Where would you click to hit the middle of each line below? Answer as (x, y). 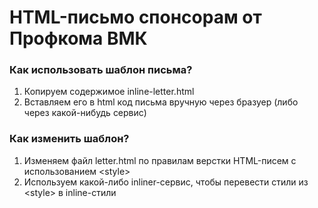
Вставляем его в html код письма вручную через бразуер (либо (161, 102)
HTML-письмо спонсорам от (135, 17)
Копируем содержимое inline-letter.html (109, 92)
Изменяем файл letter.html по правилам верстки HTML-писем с (160, 160)
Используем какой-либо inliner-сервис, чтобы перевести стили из (166, 182)
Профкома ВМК (78, 38)
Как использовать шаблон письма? (101, 70)
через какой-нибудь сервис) (85, 113)
